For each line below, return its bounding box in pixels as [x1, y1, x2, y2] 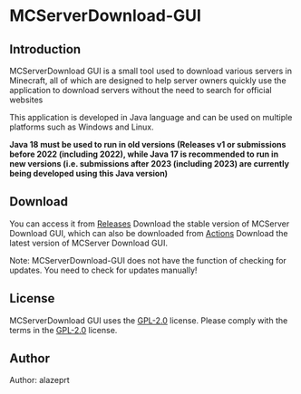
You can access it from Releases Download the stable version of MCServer [9, 218, 290, 229]
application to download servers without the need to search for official [9, 85, 272, 95]
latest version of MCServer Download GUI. [9, 237, 169, 248]
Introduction [9, 42, 82, 57]
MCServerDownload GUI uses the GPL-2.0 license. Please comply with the [9, 314, 288, 326]
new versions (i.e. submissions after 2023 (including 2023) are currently [9, 159, 290, 168]
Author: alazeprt [9, 375, 70, 386]
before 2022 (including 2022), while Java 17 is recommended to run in [9, 149, 279, 159]
